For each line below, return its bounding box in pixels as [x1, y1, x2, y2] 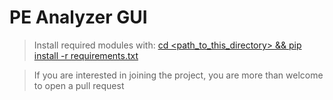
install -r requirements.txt [33, 49, 139, 61]
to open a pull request [33, 79, 125, 91]
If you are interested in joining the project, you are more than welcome [33, 69, 324, 81]
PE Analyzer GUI [9, 6, 148, 29]
